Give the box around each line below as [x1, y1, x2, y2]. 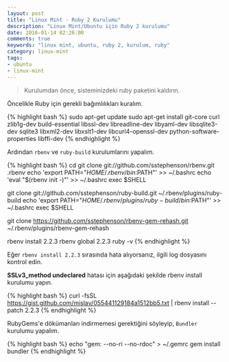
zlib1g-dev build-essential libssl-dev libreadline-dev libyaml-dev [7, 120, 189, 128]
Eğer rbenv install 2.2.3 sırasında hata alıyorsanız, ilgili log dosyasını [7, 250, 207, 259]
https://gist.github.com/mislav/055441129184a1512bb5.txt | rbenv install [7, 298, 210, 307]
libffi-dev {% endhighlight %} [37, 134, 121, 142]
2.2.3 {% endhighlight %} [25, 306, 97, 314]
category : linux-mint [7, 49, 69, 55]
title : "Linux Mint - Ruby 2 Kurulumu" [7, 16, 121, 23]
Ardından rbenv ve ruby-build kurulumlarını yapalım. [7, 148, 154, 156]
